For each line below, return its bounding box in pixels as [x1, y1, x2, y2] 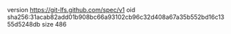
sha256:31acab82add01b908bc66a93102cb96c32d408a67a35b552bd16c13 [7, 13, 225, 21]
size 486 [41, 20, 67, 28]
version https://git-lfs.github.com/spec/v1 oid [7, 6, 136, 14]
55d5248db [7, 20, 41, 28]
